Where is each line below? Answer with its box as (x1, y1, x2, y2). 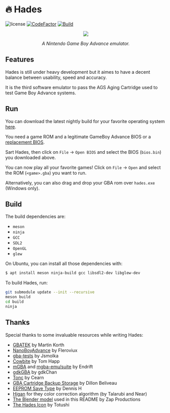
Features (5, 55, 34, 64)
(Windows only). (5, 185, 40, 191)
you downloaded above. (5, 154, 56, 160)
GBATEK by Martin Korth (12, 342, 65, 348)
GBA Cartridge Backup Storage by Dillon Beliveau (12, 380, 117, 386)
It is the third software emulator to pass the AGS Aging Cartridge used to (5, 84, 158, 90)
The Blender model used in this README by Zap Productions (12, 396, 141, 402)
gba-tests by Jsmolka (12, 353, 59, 359)
